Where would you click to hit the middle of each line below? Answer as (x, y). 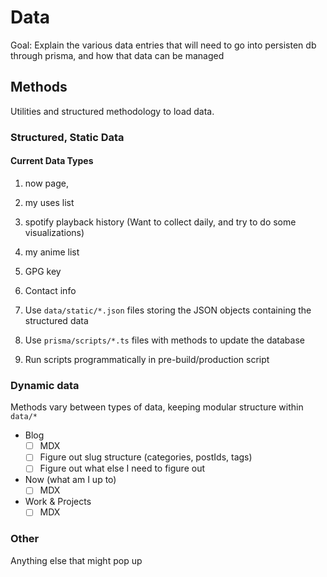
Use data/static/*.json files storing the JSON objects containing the (168, 310)
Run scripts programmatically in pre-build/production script (147, 359)
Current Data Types (52, 161)
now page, (46, 183)
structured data (56, 320)
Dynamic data (45, 385)
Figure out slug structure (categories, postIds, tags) (146, 457)
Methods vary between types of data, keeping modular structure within (157, 407)
